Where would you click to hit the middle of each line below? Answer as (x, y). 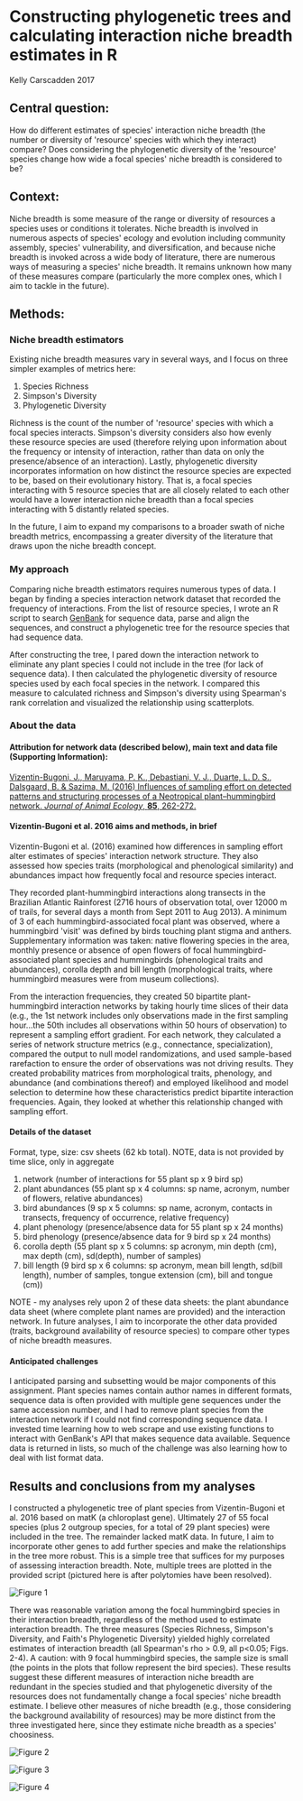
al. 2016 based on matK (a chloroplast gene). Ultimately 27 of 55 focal (139, 1518)
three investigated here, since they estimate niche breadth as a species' (143, 1725)
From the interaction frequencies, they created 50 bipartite (118, 996)
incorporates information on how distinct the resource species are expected (150, 471)
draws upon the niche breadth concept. (83, 546)
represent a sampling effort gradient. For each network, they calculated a (145, 1034)
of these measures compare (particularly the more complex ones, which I (146, 276)
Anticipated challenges (54, 1361)
